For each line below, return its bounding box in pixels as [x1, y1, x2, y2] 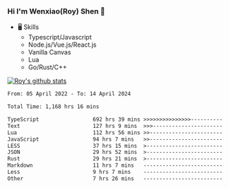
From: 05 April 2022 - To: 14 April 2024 [7, 90, 131, 98]
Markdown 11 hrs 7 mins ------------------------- [7, 162, 223, 169]
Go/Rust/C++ [28, 63, 67, 71]
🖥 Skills [17, 23, 40, 31]
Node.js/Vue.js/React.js [28, 40, 97, 49]
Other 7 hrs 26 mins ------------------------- [7, 175, 223, 182]
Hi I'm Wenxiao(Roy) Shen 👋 [7, 6, 106, 16]
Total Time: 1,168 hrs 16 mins [7, 103, 100, 110]
